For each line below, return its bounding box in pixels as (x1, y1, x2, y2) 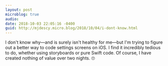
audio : (5, 16, 19, 21)
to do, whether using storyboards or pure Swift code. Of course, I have (5, 50, 151, 56)
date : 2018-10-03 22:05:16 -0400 (5, 21, 75, 26)
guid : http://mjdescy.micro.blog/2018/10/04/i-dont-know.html (5, 26, 138, 31)
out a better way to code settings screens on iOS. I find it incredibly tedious (5, 45, 161, 51)
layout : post (5, 7, 33, 12)
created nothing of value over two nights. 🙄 (5, 55, 95, 61)
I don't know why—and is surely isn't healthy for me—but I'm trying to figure (5, 39, 163, 45)
